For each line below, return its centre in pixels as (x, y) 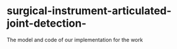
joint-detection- (47, 23)
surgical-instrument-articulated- (89, 11)
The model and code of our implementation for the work (75, 40)
